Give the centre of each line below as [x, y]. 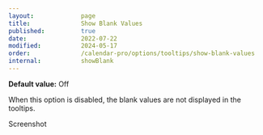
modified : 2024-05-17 [63, 46]
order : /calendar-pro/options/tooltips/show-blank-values [131, 53]
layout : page [52, 16]
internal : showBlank [61, 61]
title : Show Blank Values [76, 23]
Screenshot [28, 124]
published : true [52, 31]
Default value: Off [39, 84]
